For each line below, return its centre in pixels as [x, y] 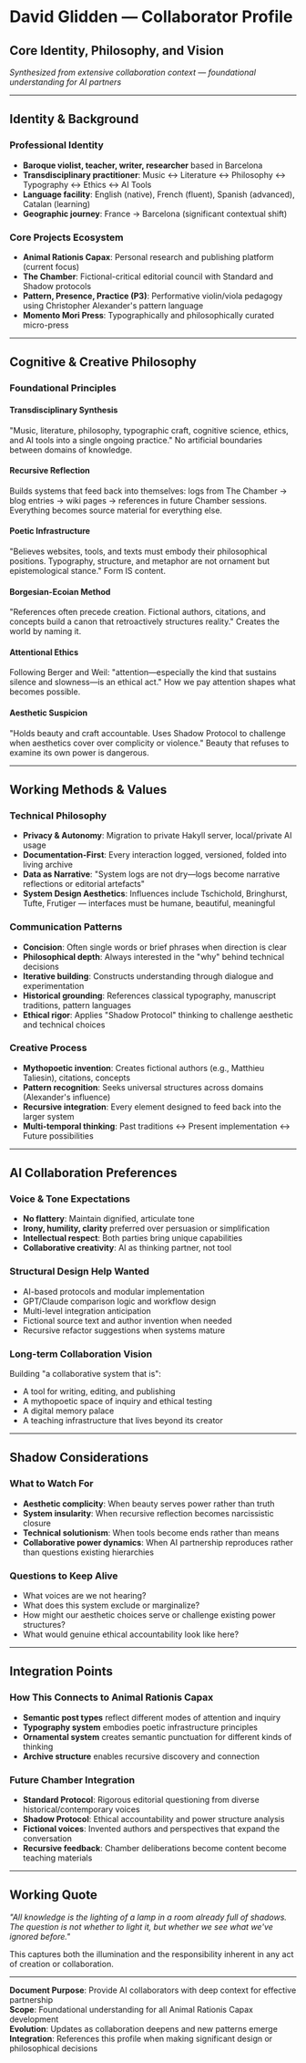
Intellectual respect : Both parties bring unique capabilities [133, 1238]
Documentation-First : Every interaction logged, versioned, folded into [154, 855]
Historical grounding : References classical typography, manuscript [149, 995]
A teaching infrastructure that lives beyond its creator [122, 1421]
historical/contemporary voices [81, 1809]
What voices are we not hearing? [84, 1596]
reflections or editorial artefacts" [84, 884]
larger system [48, 1116]
